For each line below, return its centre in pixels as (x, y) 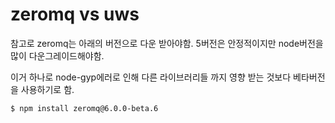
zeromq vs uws (75, 14)
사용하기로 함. (47, 89)
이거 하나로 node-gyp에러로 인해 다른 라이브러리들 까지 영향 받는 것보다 (151, 77)
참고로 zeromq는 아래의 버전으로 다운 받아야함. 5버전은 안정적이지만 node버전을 (167, 43)
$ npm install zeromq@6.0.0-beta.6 (84, 108)
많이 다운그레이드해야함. (57, 55)
